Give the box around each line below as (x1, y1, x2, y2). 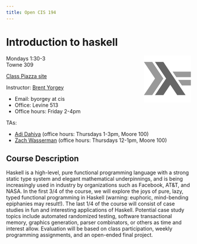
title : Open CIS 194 (6, 9, 57, 15)
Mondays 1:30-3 (6, 55, 46, 62)
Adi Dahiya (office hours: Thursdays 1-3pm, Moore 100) (14, 130, 149, 137)
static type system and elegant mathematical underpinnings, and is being (6, 175, 184, 182)
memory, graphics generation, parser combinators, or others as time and (6, 219, 182, 226)
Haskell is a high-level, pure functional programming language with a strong (6, 169, 189, 176)
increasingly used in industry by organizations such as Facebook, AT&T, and (6, 182, 191, 189)
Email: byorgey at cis (14, 95, 65, 102)
